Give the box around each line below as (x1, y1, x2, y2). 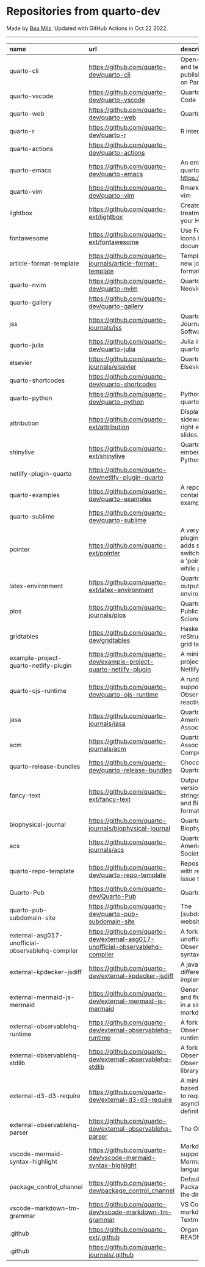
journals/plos (88, 610, 126, 619)
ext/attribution (88, 423, 129, 431)
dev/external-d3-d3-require (88, 1095, 173, 1104)
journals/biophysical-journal (88, 824, 171, 832)
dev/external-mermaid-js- (88, 997, 167, 1005)
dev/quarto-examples (88, 494, 152, 503)
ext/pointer (88, 549, 121, 557)
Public (180, 607, 198, 615)
